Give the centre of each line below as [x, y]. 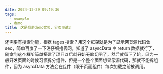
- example [19, 18]
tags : [10, 14]
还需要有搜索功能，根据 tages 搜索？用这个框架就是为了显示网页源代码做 [78, 42]
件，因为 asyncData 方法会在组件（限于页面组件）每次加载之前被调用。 [76, 67]
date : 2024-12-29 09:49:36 [32, 9]
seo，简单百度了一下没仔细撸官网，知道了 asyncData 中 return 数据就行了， [81, 48]
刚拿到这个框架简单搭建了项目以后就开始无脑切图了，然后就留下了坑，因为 [79, 55]
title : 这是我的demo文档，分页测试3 [38, 28]
